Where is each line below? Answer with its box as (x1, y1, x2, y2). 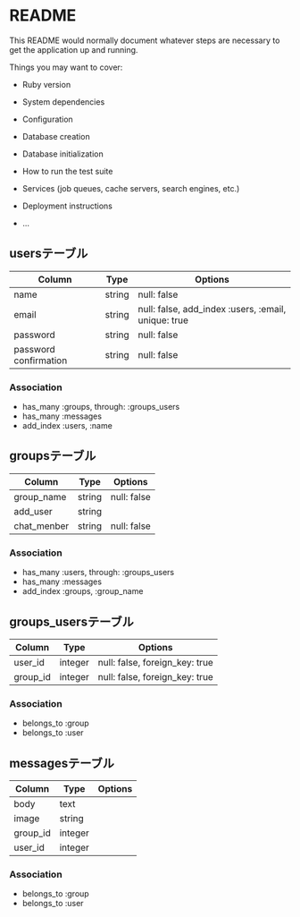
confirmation (13, 354, 68, 367)
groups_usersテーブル (9, 614, 134, 629)
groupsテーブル (9, 448, 96, 463)
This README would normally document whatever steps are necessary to (9, 35, 280, 46)
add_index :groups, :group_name (21, 586, 144, 597)
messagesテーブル (9, 755, 114, 770)
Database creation (21, 131, 91, 141)
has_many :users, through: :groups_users (21, 567, 175, 578)
